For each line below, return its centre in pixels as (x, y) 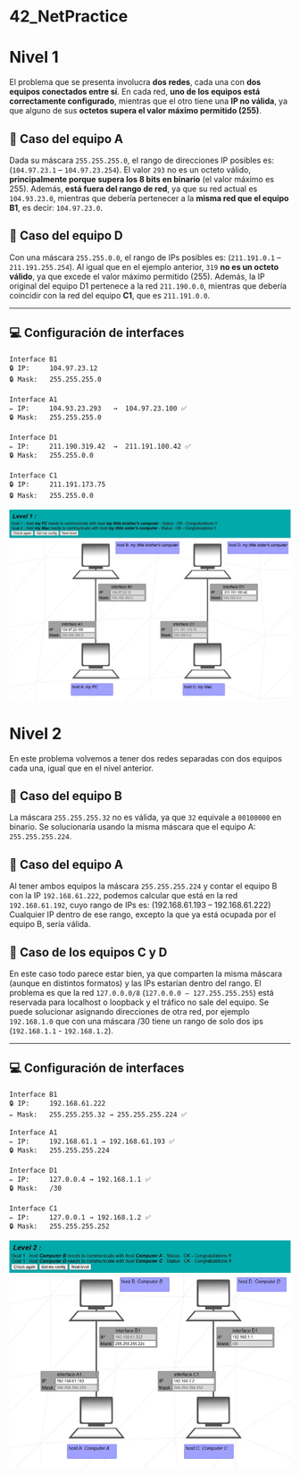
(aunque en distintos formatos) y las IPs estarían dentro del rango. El (135, 983)
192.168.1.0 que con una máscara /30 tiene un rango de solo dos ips (136, 1021)
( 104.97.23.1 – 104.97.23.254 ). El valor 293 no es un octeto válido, (130, 169)
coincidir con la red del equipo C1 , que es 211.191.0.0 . (110, 295)
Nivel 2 (36, 733)
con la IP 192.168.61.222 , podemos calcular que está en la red (124, 896)
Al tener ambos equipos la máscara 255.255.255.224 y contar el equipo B (143, 886)
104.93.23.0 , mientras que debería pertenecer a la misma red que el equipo (149, 198)
